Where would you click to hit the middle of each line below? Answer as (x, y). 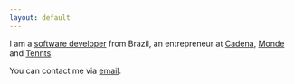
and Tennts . (32, 53)
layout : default (40, 18)
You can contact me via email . (66, 70)
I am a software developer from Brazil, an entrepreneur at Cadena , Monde (147, 43)
